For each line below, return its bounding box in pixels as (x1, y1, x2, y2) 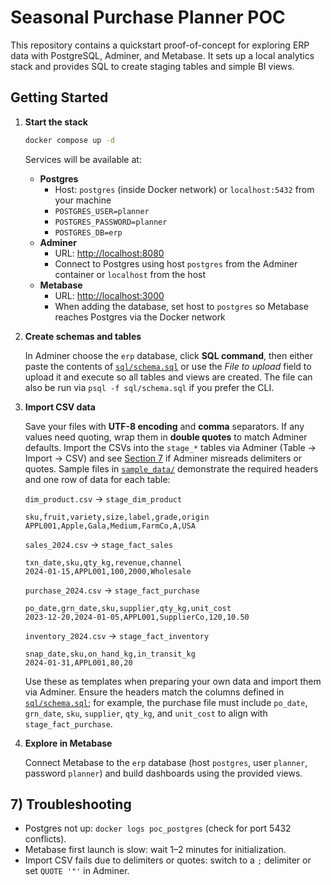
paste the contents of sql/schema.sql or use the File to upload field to (24, 360, 312, 372)
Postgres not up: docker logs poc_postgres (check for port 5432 (24, 822, 292, 835)
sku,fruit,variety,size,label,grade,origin (24, 512, 210, 522)
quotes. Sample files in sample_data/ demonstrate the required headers (24, 462, 319, 475)
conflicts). (24, 833, 67, 845)
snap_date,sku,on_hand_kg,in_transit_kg (24, 649, 196, 659)
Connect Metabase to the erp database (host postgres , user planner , (24, 756, 308, 768)
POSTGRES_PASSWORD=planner (54, 217, 168, 227)
